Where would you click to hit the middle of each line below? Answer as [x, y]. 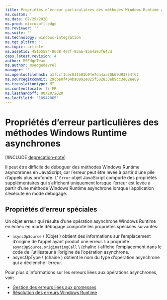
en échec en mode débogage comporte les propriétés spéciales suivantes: [82, 226]
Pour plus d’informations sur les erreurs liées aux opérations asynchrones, [81, 272]
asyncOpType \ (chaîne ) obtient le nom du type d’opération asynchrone [86, 257]
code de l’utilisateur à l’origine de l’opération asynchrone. [71, 252]
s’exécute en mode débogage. [36, 194]
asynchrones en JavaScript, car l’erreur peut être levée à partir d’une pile [80, 172]
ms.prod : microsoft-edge [31, 24]
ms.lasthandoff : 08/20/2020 [34, 93]
